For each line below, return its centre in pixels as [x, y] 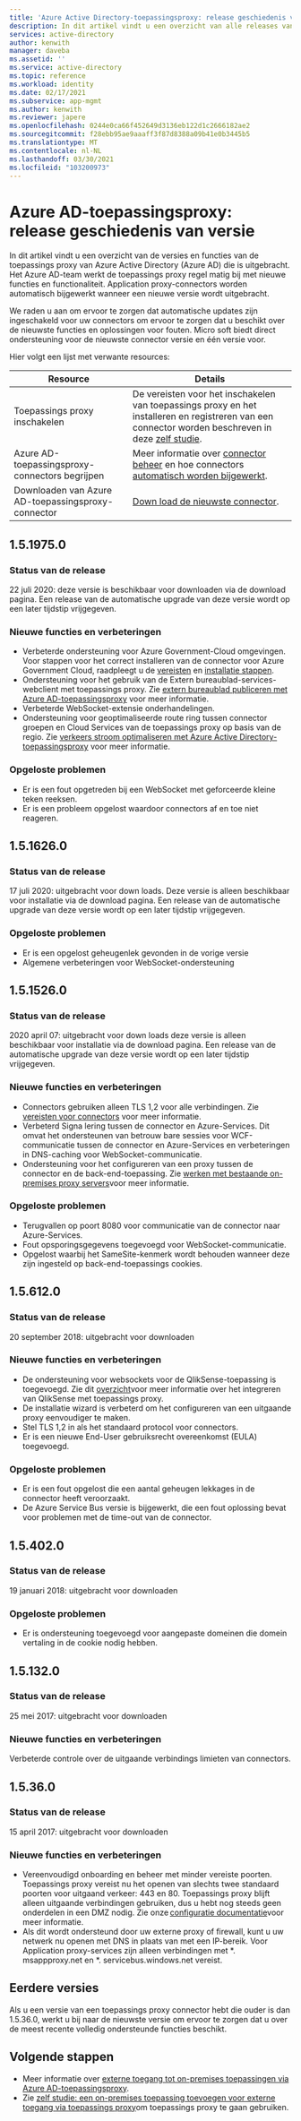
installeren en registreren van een [203, 416]
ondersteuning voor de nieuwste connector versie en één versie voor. [138, 339]
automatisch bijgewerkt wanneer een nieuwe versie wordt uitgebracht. [140, 294]
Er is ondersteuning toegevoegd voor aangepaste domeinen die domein [155, 1633]
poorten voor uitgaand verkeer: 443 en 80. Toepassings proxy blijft [146, 1893]
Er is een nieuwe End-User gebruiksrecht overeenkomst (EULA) [140, 1436]
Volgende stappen [62, 2057]
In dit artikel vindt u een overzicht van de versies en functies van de [134, 255]
